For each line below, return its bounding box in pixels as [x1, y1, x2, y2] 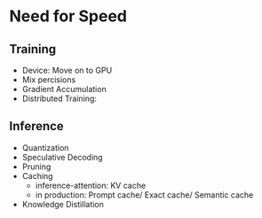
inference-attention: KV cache [35, 180, 147, 191]
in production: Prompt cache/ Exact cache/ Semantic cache [35, 189, 254, 200]
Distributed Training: [21, 93, 98, 104]
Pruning [21, 161, 52, 172]
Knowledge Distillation [21, 199, 105, 209]
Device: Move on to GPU [21, 65, 113, 75]
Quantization [21, 142, 69, 152]
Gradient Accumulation [21, 84, 107, 94]
